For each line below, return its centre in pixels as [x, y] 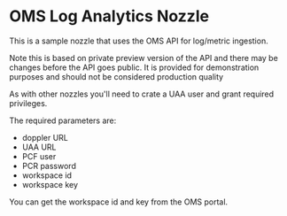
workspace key [50, 184]
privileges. [28, 103]
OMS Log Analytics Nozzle [109, 16]
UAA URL [39, 147]
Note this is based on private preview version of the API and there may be [144, 58]
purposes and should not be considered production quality [116, 76]
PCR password [49, 166]
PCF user [39, 156]
